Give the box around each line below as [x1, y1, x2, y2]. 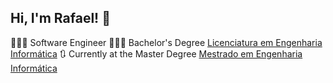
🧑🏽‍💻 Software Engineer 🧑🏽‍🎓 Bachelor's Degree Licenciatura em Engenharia [10, 36, 323, 48]
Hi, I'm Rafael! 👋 [10, 10, 111, 27]
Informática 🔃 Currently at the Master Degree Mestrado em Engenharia [10, 47, 303, 60]
